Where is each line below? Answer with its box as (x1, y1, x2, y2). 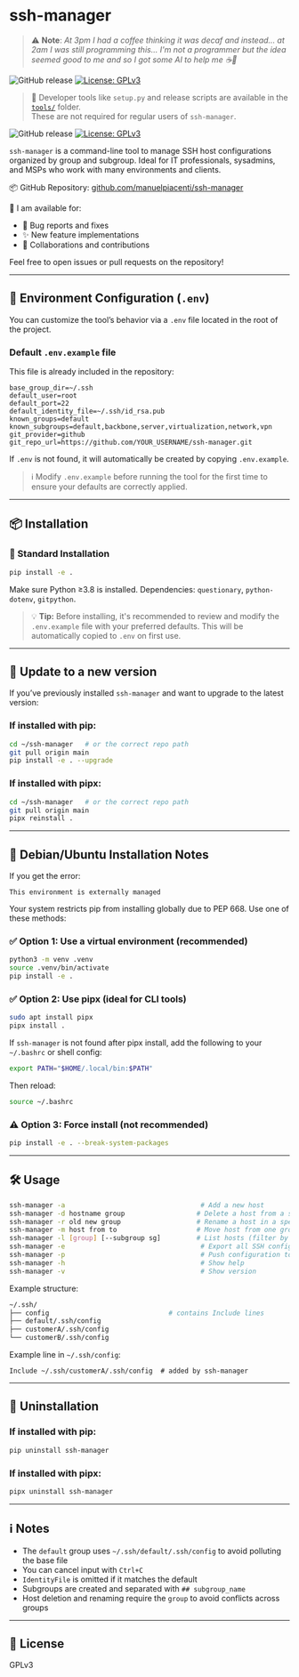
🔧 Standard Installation (9, 548, 109, 560)
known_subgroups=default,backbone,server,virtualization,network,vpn (9, 423, 273, 431)
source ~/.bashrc (9, 1097, 74, 1106)
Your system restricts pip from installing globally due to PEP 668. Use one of (9, 904, 289, 915)
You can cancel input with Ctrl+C (21, 1564, 144, 1575)
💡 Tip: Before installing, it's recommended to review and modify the (30, 610, 280, 621)
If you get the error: (9, 871, 81, 882)
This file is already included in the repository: (9, 367, 175, 377)
